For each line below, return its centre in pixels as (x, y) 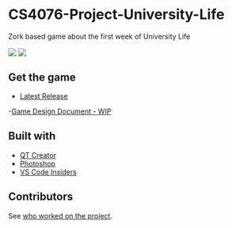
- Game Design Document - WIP (60, 111)
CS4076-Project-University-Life (116, 15)
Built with (32, 136)
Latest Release (44, 95)
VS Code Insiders (48, 172)
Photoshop (37, 163)
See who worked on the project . (61, 215)
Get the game (42, 77)
